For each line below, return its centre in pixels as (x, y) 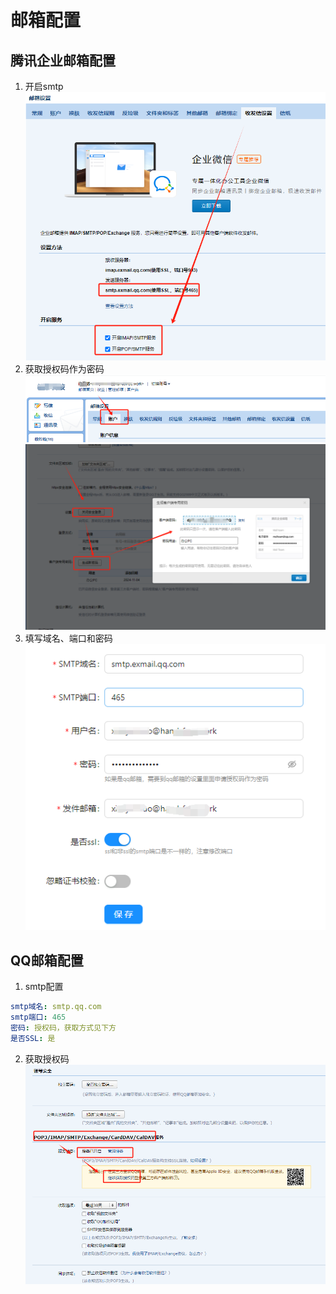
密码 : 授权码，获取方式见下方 (63, 1028)
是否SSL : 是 (33, 1038)
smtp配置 (44, 987)
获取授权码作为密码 (64, 368)
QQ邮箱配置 (47, 960)
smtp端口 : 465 (38, 1017)
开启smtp (44, 86)
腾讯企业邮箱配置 (63, 60)
